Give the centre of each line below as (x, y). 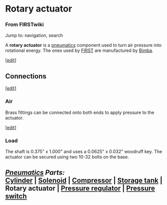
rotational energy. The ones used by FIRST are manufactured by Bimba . (79, 50)
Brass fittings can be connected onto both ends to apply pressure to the (80, 112)
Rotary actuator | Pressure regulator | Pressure (80, 189)
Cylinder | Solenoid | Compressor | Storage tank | (84, 181)
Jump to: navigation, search (34, 35)
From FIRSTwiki (25, 25)
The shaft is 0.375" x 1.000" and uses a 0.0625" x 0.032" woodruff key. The (84, 151)
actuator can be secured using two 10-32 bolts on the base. (67, 157)
